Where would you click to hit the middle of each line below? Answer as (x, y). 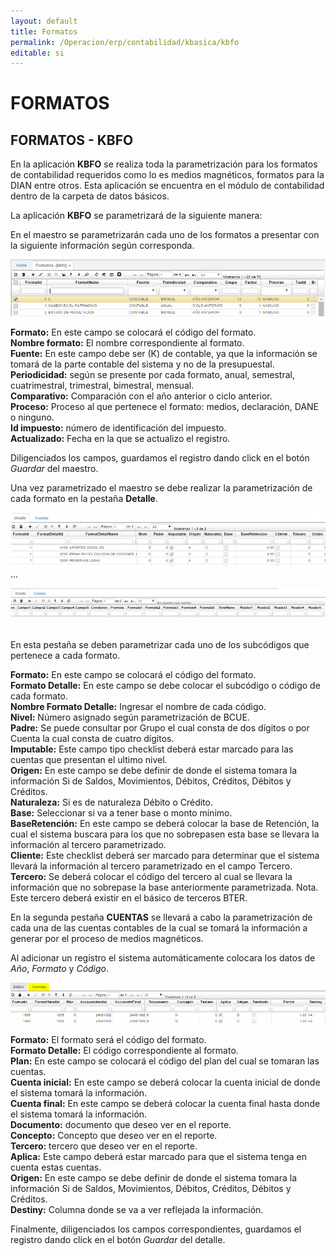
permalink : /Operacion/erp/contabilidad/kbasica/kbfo (125, 42)
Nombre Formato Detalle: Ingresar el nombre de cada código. (138, 707)
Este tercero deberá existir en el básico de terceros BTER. (129, 898)
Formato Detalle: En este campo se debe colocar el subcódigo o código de (165, 686)
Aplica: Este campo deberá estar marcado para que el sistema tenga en (158, 1156)
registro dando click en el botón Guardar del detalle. (118, 1239)
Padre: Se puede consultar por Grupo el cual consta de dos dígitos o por (160, 728)
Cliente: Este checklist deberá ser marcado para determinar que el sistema (165, 856)
